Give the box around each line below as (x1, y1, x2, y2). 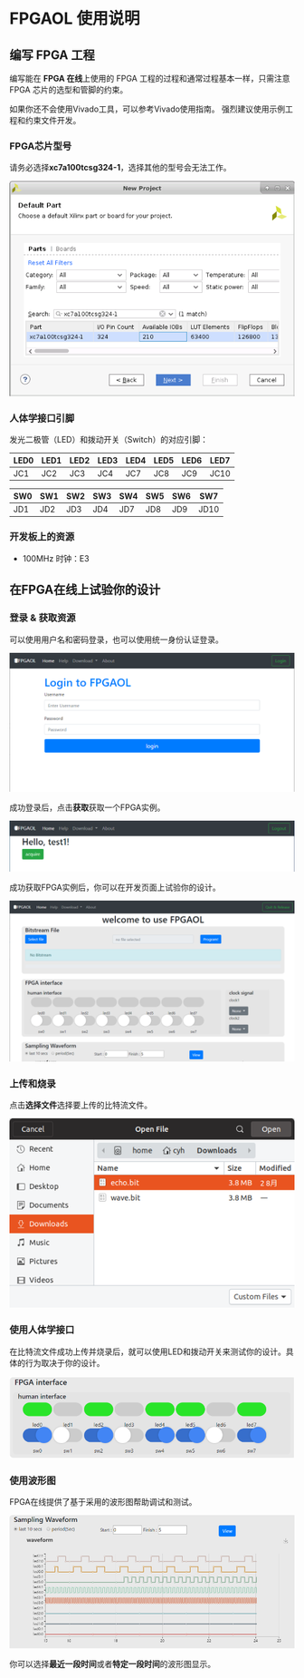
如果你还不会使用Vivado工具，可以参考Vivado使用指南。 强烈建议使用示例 (9, 103, 286, 114)
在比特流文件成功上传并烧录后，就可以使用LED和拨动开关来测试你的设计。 (9, 1346, 287, 1357)
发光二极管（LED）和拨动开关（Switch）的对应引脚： (9, 434, 208, 445)
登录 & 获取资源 (9, 611, 76, 624)
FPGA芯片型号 (9, 140, 72, 152)
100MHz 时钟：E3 (22, 552, 90, 563)
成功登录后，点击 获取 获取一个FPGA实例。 (9, 802, 166, 813)
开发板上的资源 (9, 531, 75, 543)
